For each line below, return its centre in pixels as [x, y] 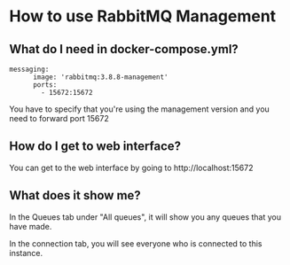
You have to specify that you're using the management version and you [140, 109]
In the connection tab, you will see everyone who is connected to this [136, 243]
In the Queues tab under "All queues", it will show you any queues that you [145, 217]
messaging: [29, 69]
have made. [31, 226]
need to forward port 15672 [59, 118]
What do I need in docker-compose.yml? [124, 49]
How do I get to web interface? [95, 147]
